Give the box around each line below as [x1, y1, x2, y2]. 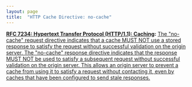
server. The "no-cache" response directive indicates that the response [6, 49, 178, 56]
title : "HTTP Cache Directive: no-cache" [6, 14, 112, 20]
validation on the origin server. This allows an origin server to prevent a [6, 61, 178, 68]
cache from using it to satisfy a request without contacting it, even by [6, 68, 175, 75]
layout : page [6, 8, 38, 15]
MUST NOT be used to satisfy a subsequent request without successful [6, 55, 181, 62]
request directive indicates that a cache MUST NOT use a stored [24, 36, 181, 43]
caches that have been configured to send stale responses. [6, 74, 150, 81]
